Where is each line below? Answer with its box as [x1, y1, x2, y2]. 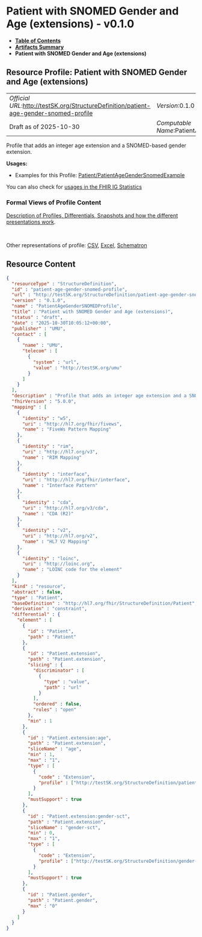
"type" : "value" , [44, 678, 90, 685]
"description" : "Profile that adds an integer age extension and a [11, 393, 187, 399]
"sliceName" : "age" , [28, 746, 82, 752]
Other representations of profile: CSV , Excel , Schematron [6, 242, 147, 249]
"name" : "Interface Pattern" [22, 482, 98, 489]
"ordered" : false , [32, 701, 82, 707]
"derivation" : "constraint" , [11, 606, 87, 612]
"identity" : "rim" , [22, 443, 74, 450]
